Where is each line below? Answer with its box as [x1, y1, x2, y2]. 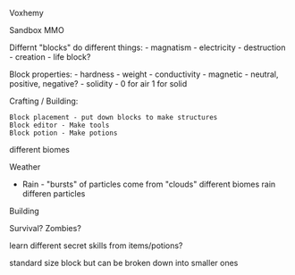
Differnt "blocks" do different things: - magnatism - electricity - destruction [9, 42, 286, 53]
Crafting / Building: [9, 96, 79, 106]
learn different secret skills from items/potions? [9, 240, 183, 251]
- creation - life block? [9, 52, 91, 62]
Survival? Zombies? [9, 223, 82, 233]
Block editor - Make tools [9, 121, 110, 129]
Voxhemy [9, 8, 45, 18]
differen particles [21, 188, 86, 199]
